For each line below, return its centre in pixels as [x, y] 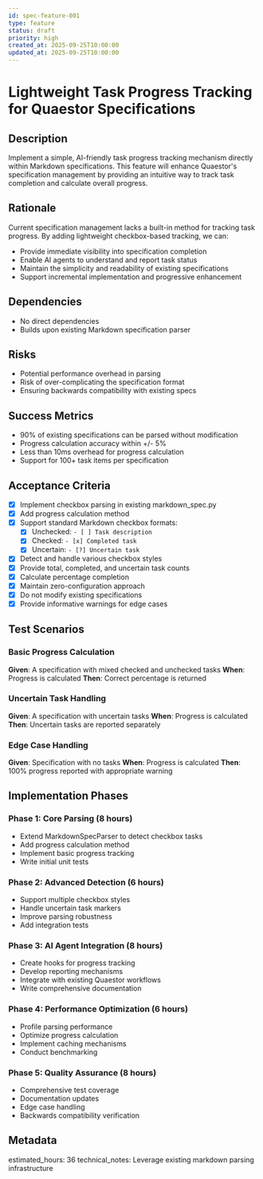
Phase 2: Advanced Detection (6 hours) [86, 882]
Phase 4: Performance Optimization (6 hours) [98, 1009]
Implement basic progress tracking [77, 853]
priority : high [33, 38]
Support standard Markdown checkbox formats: [98, 522]
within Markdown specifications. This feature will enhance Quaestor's [123, 166]
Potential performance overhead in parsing [90, 374]
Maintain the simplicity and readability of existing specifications [124, 268]
